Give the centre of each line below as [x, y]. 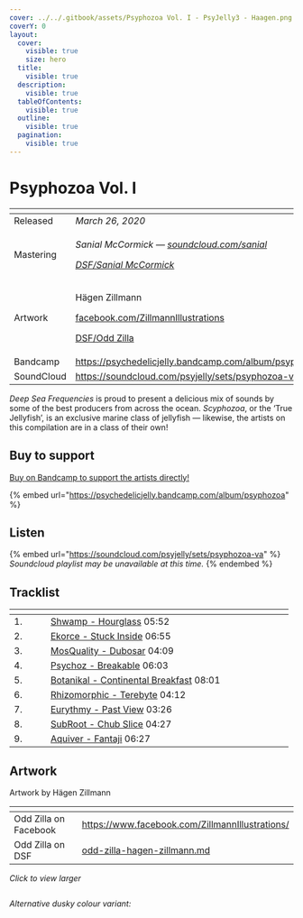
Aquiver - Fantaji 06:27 [101, 739]
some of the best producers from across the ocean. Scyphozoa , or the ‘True [151, 408]
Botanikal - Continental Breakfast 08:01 [136, 680]
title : [30, 69]
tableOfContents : [50, 101]
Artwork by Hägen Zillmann [60, 792]
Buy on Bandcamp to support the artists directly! [100, 477]
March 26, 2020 [110, 220]
